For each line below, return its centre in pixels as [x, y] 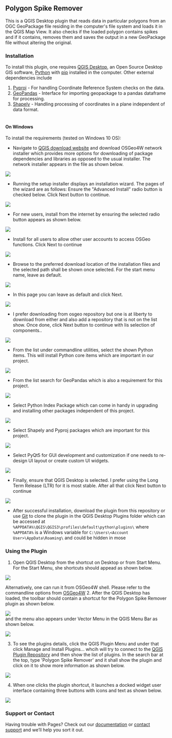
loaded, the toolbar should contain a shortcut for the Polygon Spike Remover [86, 598]
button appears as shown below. [47, 220]
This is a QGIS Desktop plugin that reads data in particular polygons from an [85, 20]
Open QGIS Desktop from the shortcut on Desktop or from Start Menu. [87, 562]
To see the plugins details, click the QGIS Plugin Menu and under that [86, 644]
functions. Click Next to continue [47, 245]
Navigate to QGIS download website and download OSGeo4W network [87, 148]
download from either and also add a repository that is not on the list [85, 320]
